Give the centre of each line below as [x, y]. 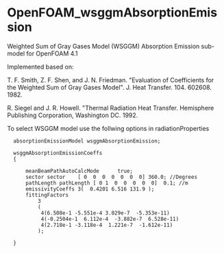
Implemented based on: [40, 67]
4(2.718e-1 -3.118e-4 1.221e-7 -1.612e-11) [107, 225]
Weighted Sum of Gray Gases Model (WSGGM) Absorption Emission [103, 46]
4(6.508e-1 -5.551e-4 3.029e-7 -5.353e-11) [105, 213]
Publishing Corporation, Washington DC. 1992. [73, 115]
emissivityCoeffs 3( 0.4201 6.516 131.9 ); [90, 189]
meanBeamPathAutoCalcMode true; [79, 171]
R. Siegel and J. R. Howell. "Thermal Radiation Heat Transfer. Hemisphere [111, 108]
